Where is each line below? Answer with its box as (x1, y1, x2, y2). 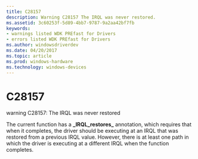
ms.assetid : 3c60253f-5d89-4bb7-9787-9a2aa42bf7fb (6, 20, 135, 26)
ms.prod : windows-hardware (6, 58, 73, 64)
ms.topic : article (6, 53, 52, 59)
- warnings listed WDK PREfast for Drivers (6, 31, 116, 37)
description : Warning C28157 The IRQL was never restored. (6, 14, 156, 20)
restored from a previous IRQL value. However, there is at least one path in (6, 133, 189, 141)
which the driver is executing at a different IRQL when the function (6, 140, 169, 147)
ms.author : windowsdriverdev (6, 42, 79, 48)
